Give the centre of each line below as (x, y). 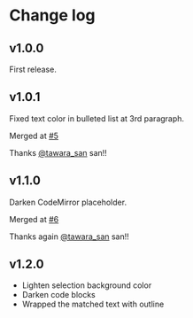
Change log (52, 16)
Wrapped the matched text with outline (93, 304)
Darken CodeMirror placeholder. (68, 202)
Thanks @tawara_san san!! (58, 152)
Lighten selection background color (87, 285)
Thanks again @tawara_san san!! (69, 237)
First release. (33, 69)
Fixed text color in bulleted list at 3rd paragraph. (96, 118)
